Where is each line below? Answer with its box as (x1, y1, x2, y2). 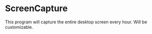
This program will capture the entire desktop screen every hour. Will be (5, 19, 147, 25)
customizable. (5, 24, 33, 30)
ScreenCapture (5, 3, 68, 14)
